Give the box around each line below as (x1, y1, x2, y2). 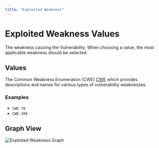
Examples (5, 94, 29, 101)
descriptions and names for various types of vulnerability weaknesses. (5, 82, 147, 88)
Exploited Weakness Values (5, 28, 120, 39)
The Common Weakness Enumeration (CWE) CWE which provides (5, 77, 138, 83)
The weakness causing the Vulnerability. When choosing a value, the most (5, 44, 155, 50)
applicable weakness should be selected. (5, 49, 88, 55)
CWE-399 (12, 111, 28, 116)
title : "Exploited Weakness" (5, 7, 64, 12)
